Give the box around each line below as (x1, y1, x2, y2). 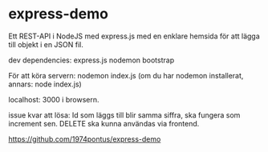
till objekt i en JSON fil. (8, 39, 84, 49)
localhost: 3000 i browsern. (8, 94, 99, 104)
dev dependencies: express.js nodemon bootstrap (8, 55, 175, 65)
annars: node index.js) (8, 79, 82, 89)
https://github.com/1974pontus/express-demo (8, 134, 161, 144)
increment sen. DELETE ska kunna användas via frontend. (8, 118, 200, 128)
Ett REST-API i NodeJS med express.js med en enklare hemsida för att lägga (8, 31, 261, 41)
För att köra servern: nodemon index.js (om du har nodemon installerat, (8, 70, 244, 80)
